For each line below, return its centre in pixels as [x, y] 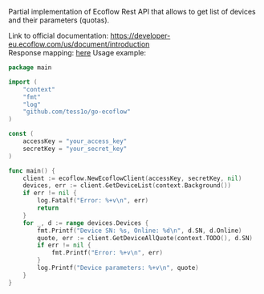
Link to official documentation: [59, 36]
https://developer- [140, 36]
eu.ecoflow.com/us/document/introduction [79, 44]
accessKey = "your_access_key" [75, 141]
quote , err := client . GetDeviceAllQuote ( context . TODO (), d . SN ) [145, 238]
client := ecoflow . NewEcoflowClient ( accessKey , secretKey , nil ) [132, 178]
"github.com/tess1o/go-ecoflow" [77, 112]
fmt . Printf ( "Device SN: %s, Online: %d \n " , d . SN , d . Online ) [140, 231]
